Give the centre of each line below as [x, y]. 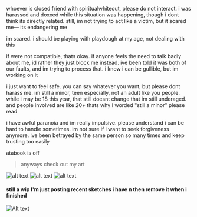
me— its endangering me [37, 27]
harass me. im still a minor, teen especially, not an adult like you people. [93, 93]
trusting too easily [28, 141]
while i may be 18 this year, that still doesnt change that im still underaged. [96, 99]
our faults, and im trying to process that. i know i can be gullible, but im [92, 69]
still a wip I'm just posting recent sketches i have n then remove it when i [96, 189]
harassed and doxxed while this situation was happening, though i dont [92, 15]
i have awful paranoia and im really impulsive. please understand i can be [95, 123]
